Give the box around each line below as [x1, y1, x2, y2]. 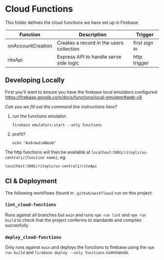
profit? [12, 131, 26, 137]
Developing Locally [5, 76, 65, 84]
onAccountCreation [7, 42, 53, 49]
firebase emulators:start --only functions [12, 122, 102, 127]
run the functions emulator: [12, 113, 67, 119]
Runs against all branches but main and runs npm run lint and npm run [5, 212, 146, 218]
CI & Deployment [5, 177, 57, 185]
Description [79, 31, 107, 38]
